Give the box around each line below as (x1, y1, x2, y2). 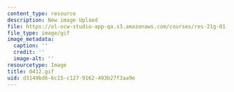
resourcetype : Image (7, 62, 68, 68)
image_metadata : (7, 36, 54, 43)
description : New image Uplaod (7, 17, 98, 24)
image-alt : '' (13, 55, 54, 62)
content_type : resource (7, 10, 77, 17)
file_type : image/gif (7, 29, 70, 37)
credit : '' (13, 49, 45, 56)
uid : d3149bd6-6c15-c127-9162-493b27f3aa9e (7, 74, 136, 82)
